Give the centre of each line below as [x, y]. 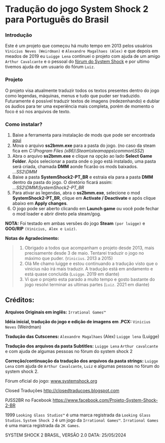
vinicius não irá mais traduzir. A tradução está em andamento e [89, 269]
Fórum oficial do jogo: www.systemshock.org [51, 381]
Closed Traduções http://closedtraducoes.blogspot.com [62, 390]
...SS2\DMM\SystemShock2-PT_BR [48, 188]
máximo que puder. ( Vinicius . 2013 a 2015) [69, 259]
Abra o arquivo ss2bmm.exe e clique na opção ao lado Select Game [82, 156]
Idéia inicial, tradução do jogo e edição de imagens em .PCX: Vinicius [78, 321]
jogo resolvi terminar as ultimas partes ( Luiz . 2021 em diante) [87, 285]
